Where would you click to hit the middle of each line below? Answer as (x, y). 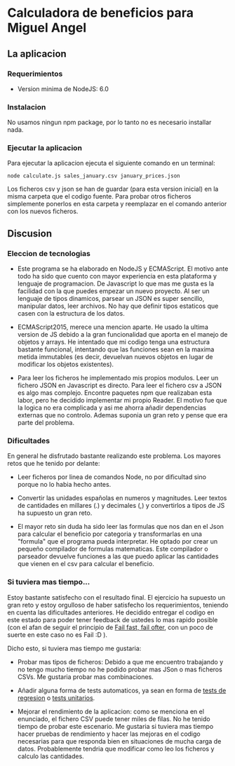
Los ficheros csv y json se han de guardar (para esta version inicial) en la (113, 189)
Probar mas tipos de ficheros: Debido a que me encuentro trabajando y (120, 661)
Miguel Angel (47, 28)
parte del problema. (46, 423)
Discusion (30, 233)
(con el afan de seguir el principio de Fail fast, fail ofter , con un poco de (110, 627)
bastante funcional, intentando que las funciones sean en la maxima (116, 349)
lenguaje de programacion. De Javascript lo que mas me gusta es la (116, 284)
